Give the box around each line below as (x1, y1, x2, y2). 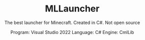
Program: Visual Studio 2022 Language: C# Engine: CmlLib (10, 29, 134, 35)
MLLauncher (45, 3, 100, 14)
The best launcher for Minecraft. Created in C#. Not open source (4, 19, 140, 25)
